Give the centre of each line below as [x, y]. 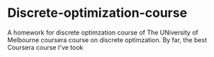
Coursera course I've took [45, 47]
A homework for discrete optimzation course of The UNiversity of [103, 32]
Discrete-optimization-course [97, 13]
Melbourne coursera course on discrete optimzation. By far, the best [107, 39]
